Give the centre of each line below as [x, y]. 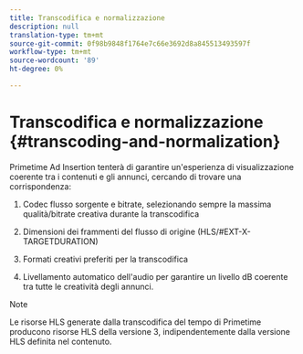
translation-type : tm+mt [57, 35]
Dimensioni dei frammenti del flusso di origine [109, 231]
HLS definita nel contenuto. [61, 341]
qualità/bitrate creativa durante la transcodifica [111, 214]
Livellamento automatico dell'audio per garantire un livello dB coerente [155, 276]
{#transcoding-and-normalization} [145, 142]
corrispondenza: [40, 186]
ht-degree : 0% [37, 70]
